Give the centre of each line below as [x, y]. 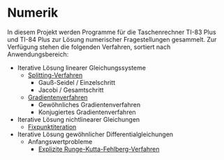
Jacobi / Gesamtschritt [71, 90]
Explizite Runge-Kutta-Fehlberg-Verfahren [99, 149]
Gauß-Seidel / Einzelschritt [77, 82]
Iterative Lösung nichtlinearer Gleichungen [79, 119]
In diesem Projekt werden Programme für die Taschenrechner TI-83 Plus [112, 32]
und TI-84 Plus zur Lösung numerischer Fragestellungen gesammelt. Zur [112, 39]
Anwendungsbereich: [38, 54]
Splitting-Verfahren [55, 75]
